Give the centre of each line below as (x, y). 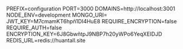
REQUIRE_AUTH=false (34, 27)
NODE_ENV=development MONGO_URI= (57, 15)
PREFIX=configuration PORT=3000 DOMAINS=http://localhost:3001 (91, 9)
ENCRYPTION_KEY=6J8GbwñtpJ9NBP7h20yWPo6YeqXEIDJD (84, 34)
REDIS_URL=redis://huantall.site (46, 40)
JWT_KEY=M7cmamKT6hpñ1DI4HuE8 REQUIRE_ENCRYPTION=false (91, 21)
